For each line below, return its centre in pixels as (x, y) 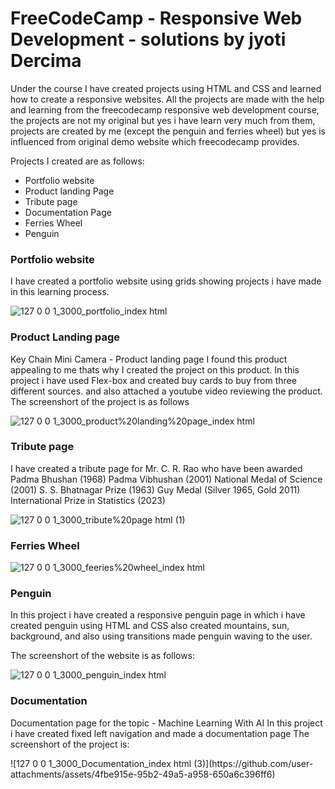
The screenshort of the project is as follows (100, 401)
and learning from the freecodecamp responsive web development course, (165, 109)
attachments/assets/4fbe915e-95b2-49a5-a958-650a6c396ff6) (143, 774)
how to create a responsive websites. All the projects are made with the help (167, 99)
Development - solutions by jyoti (148, 39)
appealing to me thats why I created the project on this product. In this (155, 369)
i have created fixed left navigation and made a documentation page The (160, 733)
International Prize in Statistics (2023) (88, 500)
